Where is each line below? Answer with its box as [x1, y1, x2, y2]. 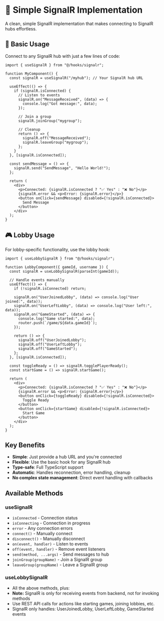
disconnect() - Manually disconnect [12, 536, 85, 542]
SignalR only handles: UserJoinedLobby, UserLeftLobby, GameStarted [12, 606, 154, 612]
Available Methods [5, 489, 64, 497]
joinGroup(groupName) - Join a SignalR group [12, 557, 103, 563]
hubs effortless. [5, 26, 37, 31]
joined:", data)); [5, 299, 43, 304]
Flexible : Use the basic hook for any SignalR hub [12, 459, 111, 465]
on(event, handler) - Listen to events [12, 541, 89, 547]
